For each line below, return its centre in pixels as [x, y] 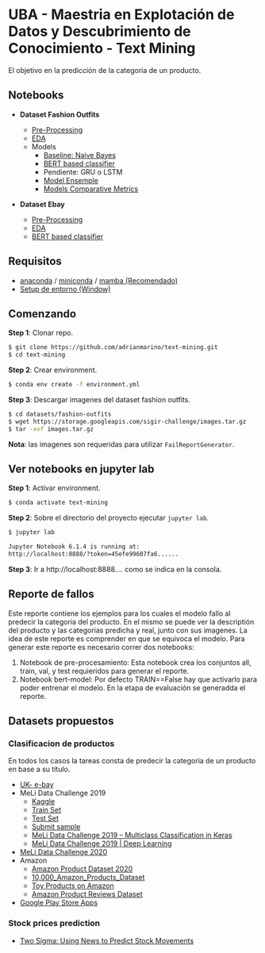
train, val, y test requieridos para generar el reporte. [104, 671]
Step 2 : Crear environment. [53, 370]
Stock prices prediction [54, 924]
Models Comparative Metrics [91, 189]
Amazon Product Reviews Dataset [87, 894]
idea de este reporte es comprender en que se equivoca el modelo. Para [127, 638]
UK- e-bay [36, 785]
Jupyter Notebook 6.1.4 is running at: [74, 547]
